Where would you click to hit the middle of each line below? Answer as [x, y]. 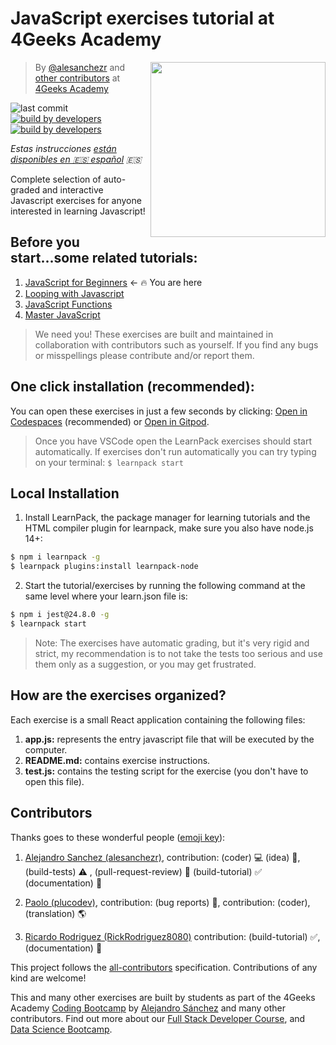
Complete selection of [56, 179]
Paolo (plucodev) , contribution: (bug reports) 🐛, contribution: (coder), [167, 902]
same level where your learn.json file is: [106, 596]
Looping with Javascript [74, 293]
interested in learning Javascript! [78, 211]
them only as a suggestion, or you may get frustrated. [145, 664]
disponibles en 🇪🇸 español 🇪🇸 [76, 159]
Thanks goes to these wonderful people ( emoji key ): [118, 837]
